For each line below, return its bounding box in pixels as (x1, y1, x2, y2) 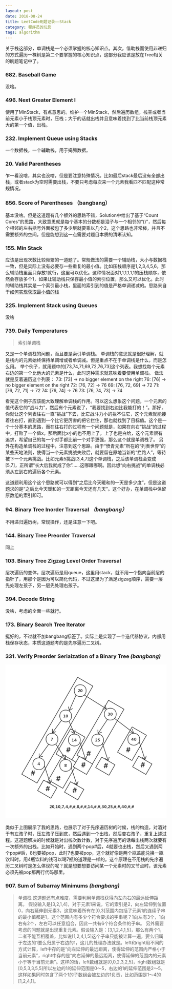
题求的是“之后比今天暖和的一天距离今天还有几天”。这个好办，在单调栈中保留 (5, 486, 166, 492)
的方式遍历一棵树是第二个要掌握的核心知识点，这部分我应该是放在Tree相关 (5, 52, 163, 58)
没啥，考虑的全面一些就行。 (5, 608, 64, 614)
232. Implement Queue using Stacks (5, 135, 98, 142)
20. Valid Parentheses (5, 160, 61, 167)
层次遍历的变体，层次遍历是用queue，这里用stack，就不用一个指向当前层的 (5, 570, 165, 576)
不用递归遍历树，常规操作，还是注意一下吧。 (5, 518, 100, 525)
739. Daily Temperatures (5, 327, 68, 334)
